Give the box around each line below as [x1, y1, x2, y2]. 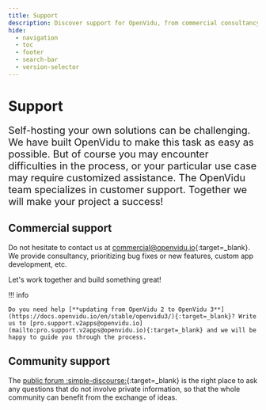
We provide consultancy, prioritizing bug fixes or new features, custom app [8, 251, 253, 260]
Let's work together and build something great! [8, 275, 162, 284]
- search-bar [15, 56, 59, 64]
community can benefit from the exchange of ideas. [8, 393, 178, 402]
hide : [8, 26, 26, 34]
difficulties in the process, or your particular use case [8, 159, 257, 173]
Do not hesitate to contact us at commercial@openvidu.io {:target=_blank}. [8, 242, 251, 252]
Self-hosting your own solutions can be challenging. [8, 123, 251, 137]
